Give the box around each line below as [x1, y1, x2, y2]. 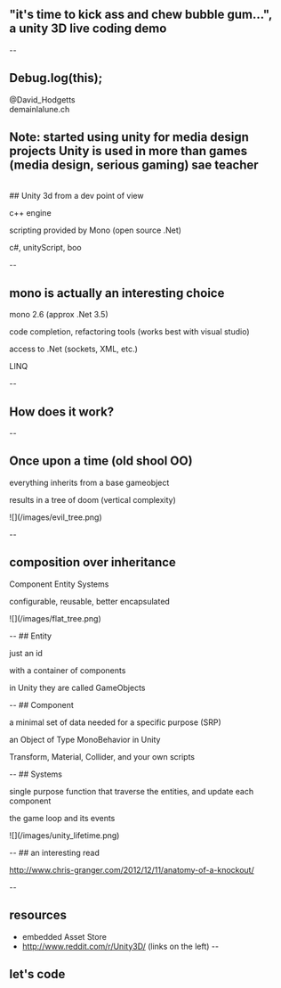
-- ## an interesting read [9, 847, 100, 858]
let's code [9, 967, 66, 982]
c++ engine [9, 208, 52, 218]
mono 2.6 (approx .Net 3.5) [9, 309, 108, 320]
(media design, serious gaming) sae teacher [9, 158, 260, 173]
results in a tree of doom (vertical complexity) [9, 494, 176, 505]
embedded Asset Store [21, 931, 107, 942]
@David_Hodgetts [9, 94, 76, 105]
